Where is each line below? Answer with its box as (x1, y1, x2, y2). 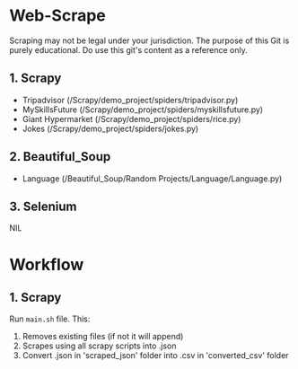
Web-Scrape (9, 5, 106, 26)
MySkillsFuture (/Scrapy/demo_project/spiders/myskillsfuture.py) (22, 104, 263, 115)
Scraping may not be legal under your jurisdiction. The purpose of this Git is (9, 35, 290, 46)
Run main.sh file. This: (9, 313, 91, 324)
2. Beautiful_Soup (9, 149, 111, 164)
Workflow (9, 254, 84, 275)
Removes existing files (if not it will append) (22, 331, 184, 342)
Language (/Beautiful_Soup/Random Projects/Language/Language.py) (22, 172, 283, 184)
